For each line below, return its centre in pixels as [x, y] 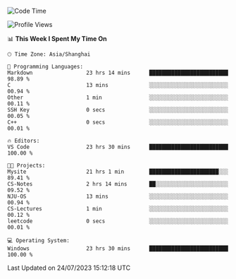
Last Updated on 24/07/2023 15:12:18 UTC [69, 268]
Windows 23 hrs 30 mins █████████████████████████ [118, 249]
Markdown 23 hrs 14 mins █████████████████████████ [118, 73]
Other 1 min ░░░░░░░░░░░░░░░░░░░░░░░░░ [118, 97]
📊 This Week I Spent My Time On [57, 38]
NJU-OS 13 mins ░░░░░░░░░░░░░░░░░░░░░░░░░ [118, 196]
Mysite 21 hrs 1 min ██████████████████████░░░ [118, 172]
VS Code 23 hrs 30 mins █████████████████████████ [118, 147]
